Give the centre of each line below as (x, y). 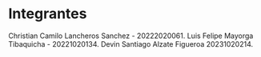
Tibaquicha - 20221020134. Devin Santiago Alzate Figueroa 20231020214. (131, 44)
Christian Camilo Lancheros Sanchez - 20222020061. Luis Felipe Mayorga (131, 36)
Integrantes (48, 14)
